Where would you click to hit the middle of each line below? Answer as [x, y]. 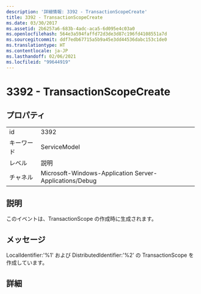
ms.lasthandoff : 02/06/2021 [41, 56]
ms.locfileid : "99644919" [38, 62]
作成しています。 [27, 263]
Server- [146, 173]
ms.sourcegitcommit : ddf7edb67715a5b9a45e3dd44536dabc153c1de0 [87, 40]
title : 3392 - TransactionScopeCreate [54, 17]
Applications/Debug [69, 181]
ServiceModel [60, 146]
